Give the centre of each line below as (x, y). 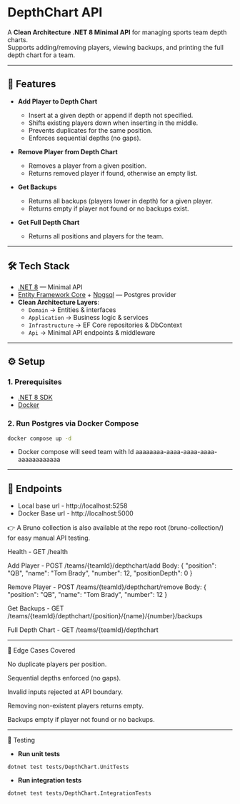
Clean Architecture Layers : (59, 302)
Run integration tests (50, 780)
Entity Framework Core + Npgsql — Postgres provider (97, 294)
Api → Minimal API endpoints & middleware (92, 332)
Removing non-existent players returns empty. (76, 706)
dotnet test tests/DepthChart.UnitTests (69, 767)
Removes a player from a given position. (87, 166)
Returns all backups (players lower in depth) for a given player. (120, 201)
